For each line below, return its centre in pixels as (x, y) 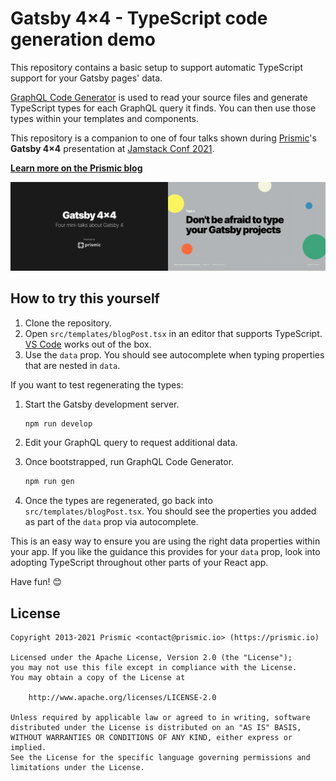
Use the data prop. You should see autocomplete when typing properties (174, 354)
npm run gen (49, 482)
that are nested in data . (72, 365)
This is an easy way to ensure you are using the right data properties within (165, 541)
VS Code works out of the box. (88, 344)
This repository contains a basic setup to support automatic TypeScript (156, 67)
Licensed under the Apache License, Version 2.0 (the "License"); (151, 658)
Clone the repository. (68, 323)
